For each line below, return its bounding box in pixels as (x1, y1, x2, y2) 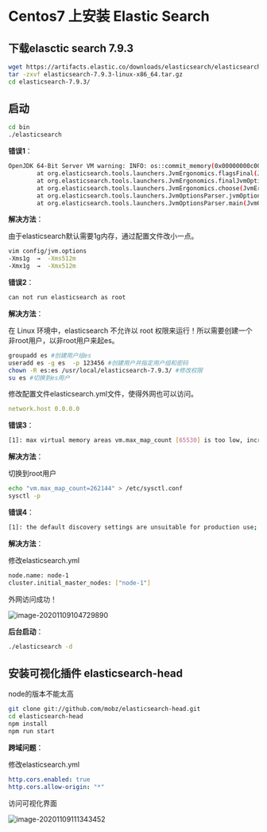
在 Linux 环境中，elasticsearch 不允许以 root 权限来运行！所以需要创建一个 (8, 326, 253, 335)
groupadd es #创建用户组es (8, 351, 91, 359)
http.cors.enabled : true (8, 775, 91, 783)
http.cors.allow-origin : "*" (8, 783, 105, 791)
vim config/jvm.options (8, 248, 87, 256)
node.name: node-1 (8, 571, 69, 580)
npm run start (8, 727, 56, 735)
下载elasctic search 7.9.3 (8, 41, 133, 55)
